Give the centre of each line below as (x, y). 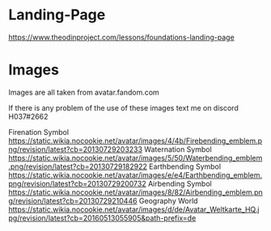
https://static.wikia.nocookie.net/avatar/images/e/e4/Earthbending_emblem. (135, 174)
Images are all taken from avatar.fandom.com (84, 92)
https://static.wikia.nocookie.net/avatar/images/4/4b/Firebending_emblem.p (135, 141)
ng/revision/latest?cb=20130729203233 (76, 149)
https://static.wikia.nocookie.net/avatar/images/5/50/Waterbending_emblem (135, 157)
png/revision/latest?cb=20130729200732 (78, 183)
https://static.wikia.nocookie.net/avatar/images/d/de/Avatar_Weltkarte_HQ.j (134, 209)
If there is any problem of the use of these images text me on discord (123, 107)
